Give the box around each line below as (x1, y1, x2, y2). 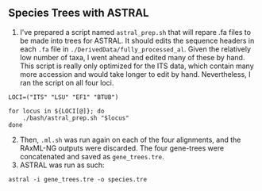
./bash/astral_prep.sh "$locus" (22, 114, 129, 122)
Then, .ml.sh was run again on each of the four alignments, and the (19, 135, 241, 144)
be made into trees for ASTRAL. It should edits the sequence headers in (19, 36, 255, 45)
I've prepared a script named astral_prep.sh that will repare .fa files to (19, 27, 252, 36)
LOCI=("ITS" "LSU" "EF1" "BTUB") (8, 93, 119, 101)
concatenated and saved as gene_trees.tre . (19, 151, 164, 161)
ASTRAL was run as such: (19, 160, 105, 170)
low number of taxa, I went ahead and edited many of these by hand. (19, 52, 245, 62)
